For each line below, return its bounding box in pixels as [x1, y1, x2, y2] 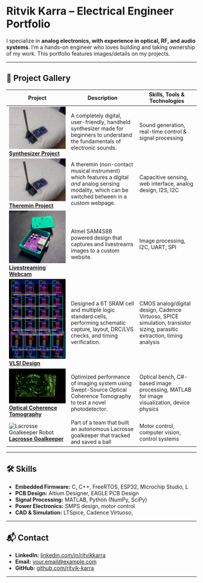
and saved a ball [70, 438, 112, 446]
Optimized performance [70, 373, 130, 380]
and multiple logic [70, 307, 115, 314]
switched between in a [70, 193, 127, 200]
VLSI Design [8, 360, 40, 367]
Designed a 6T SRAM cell [70, 300, 134, 307]
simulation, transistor [139, 319, 192, 327]
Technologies [149, 97, 184, 105]
